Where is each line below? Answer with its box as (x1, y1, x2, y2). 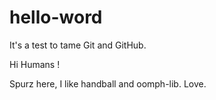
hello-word (9, 6, 103, 29)
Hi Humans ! (9, 58, 61, 70)
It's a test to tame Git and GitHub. (9, 39, 147, 51)
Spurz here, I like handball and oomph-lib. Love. (9, 77, 207, 90)
